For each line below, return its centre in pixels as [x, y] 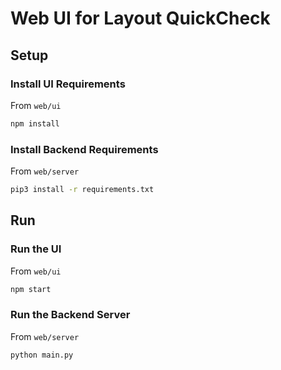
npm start [31, 289]
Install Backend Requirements [84, 149]
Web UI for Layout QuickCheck [140, 18]
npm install [35, 123]
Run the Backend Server [70, 315]
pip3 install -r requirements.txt [82, 190]
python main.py [42, 355]
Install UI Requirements [68, 84]
